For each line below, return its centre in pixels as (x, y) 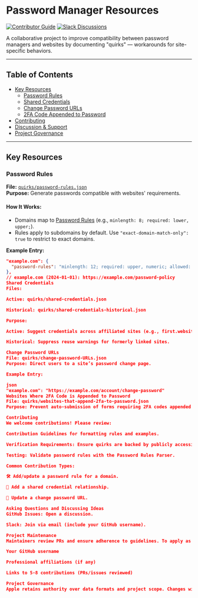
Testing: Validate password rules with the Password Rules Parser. (91, 455)
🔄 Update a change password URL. (47, 498)
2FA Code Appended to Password (65, 114)
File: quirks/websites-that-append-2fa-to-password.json (77, 402)
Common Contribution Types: (41, 466)
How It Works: (24, 207)
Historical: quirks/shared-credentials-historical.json (76, 310)
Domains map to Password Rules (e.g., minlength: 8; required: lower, (102, 220)
